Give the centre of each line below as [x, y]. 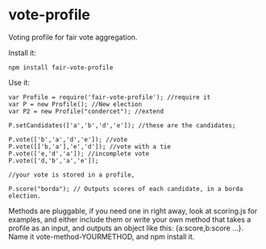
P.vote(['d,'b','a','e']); [54, 160]
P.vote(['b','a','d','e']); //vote [68, 139]
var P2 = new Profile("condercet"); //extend [86, 111]
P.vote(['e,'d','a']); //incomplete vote [79, 154]
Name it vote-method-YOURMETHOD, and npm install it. [102, 236]
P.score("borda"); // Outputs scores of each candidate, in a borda [126, 189]
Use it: [19, 82]
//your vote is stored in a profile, [72, 175]
